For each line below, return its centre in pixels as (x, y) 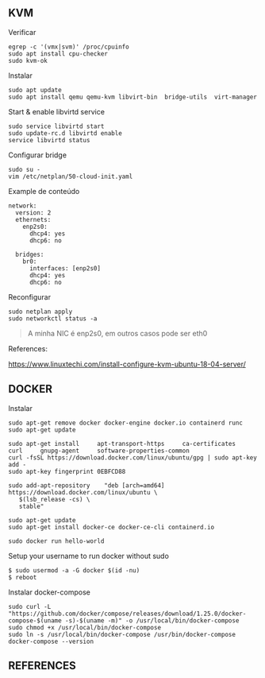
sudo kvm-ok (28, 60)
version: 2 (33, 213)
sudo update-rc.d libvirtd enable (65, 133)
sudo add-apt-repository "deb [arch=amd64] (86, 485)
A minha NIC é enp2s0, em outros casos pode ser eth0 (117, 333)
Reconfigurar (30, 296)
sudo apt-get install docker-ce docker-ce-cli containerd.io (111, 527)
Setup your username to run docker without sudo (88, 556)
